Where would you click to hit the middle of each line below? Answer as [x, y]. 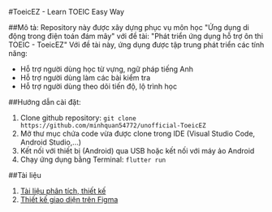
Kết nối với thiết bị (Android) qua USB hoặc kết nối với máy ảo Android [137, 151]
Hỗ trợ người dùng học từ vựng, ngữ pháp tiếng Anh [106, 69]
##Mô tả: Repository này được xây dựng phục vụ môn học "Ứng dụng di [129, 27]
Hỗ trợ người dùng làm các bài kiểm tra [85, 78]
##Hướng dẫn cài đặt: [45, 102]
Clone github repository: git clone [78, 118]
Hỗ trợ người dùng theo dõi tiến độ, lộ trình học [99, 86]
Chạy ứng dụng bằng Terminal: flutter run [93, 159]
